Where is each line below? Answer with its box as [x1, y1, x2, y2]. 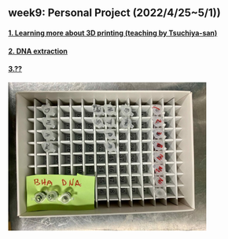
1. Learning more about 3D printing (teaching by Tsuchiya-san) [8, 28, 218, 38]
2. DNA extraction [8, 46, 68, 56]
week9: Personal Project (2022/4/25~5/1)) [8, 6, 222, 20]
